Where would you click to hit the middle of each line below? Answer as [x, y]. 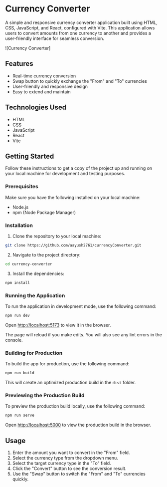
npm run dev [17, 315]
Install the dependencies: [38, 273]
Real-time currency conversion [44, 76]
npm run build [20, 373]
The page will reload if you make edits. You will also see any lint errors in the [83, 334]
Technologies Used [36, 108]
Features [19, 64]
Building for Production [34, 353]
